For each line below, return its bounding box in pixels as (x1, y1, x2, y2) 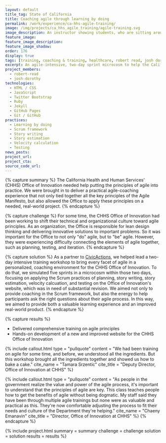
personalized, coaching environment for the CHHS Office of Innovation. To (5, 265, 157, 270)
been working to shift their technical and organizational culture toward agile (5, 218, 159, 224)
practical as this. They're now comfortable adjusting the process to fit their (5, 402, 157, 408)
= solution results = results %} (5, 433, 67, 439)
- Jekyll (9, 104, 28, 109)
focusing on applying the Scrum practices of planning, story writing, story (5, 275, 156, 281)
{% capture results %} (5, 316, 51, 322)
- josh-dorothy (9, 76, 41, 81)
